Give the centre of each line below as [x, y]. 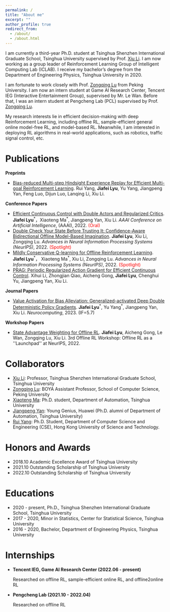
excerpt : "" [18, 19]
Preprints [15, 173]
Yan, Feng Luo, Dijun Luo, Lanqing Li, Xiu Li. [59, 194]
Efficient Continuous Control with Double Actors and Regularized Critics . [89, 213]
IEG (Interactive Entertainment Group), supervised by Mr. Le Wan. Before [81, 96]
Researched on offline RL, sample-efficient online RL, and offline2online [88, 579]
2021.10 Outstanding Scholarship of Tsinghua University [71, 467]
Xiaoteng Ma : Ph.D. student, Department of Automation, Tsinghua [81, 400]
